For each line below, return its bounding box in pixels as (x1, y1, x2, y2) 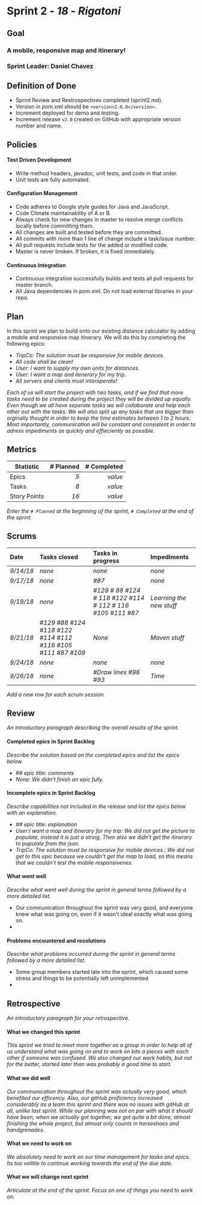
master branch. (15, 281, 53, 289)
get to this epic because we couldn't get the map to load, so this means (15, 853, 194, 860)
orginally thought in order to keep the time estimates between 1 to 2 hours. (7, 414, 191, 421)
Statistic (14, 462, 40, 471)
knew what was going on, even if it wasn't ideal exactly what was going (15, 911, 192, 918)
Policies (7, 139, 38, 149)
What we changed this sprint (7, 1028, 80, 1035)
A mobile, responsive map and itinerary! (7, 46, 126, 55)
